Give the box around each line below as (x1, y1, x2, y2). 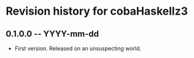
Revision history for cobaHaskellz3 (6, 4, 188, 18)
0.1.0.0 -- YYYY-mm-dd (6, 29, 99, 39)
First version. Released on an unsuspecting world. (14, 45, 142, 52)
